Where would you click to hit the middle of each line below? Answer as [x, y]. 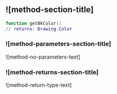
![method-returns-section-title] [52, 72]
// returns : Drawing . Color [39, 29]
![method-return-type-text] [39, 85]
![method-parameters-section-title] [58, 44]
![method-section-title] [50, 10]
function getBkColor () [34, 23]
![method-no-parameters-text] [43, 57]
